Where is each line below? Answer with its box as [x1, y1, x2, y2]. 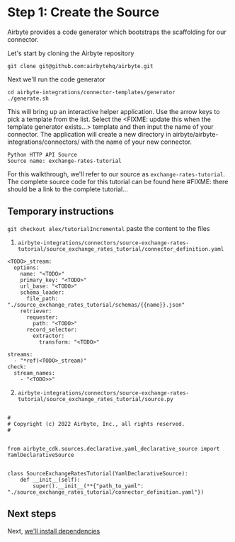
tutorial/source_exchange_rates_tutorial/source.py [17, 395, 173, 402]
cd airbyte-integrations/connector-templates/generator [7, 89, 176, 96]
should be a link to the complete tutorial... [7, 185, 129, 193]
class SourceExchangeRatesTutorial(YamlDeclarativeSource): [7, 470, 189, 477]
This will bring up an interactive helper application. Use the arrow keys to [7, 107, 220, 115]
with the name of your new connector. [81, 137, 193, 146]
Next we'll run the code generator [7, 75, 106, 84]
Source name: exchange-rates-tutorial [7, 157, 122, 164]
